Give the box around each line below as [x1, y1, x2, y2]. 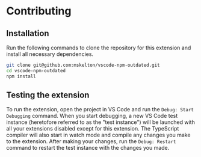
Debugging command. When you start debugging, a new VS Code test [6, 112, 178, 120]
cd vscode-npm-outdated [6, 67, 66, 73]
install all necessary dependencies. [6, 51, 94, 58]
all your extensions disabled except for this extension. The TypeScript [6, 125, 179, 132]
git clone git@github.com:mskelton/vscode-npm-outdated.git [6, 62, 161, 68]
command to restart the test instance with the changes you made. [6, 144, 170, 152]
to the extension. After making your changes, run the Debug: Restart [6, 138, 176, 145]
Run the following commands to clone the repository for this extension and [6, 44, 191, 51]
